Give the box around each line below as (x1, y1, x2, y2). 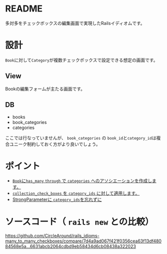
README (5, 3, 43, 14)
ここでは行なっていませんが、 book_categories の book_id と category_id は (5, 134, 157, 140)
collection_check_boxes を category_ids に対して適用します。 (12, 190, 140, 196)
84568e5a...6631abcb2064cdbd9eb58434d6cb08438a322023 (5, 243, 136, 249)
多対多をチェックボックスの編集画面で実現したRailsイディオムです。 (5, 20, 145, 26)
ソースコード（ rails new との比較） (5, 216, 154, 227)
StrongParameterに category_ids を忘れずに (12, 196, 102, 202)
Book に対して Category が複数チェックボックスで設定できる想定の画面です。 (5, 57, 158, 63)
